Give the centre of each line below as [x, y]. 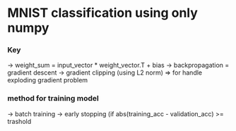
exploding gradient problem [48, 80]
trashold [19, 121]
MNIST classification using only [102, 13]
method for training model [53, 99]
